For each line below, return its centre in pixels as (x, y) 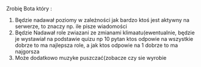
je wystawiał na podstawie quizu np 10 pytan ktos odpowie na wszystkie (104, 39)
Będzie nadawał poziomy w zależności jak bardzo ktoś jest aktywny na (102, 20)
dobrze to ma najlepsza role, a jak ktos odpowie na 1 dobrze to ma (96, 45)
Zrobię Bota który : (29, 9)
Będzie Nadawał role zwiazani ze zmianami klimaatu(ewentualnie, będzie (105, 33)
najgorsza (27, 52)
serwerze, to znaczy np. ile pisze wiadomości (71, 26)
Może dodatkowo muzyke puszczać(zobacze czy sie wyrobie (91, 58)
